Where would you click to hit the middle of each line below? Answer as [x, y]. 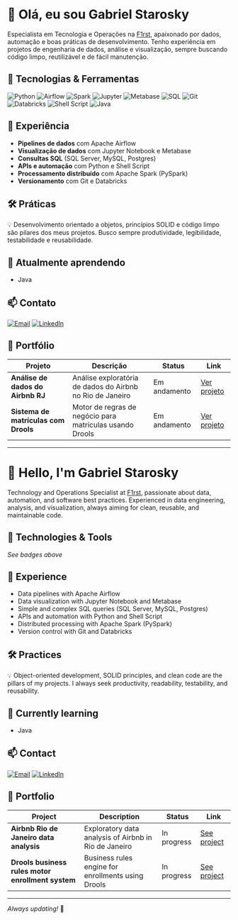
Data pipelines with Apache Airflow [69, 594]
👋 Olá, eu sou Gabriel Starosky [98, 15]
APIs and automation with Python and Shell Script [90, 616]
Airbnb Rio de [35, 828]
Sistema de [30, 411]
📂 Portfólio [31, 346]
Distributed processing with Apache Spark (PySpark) [95, 624]
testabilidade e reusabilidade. [50, 240]
